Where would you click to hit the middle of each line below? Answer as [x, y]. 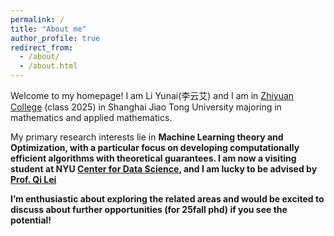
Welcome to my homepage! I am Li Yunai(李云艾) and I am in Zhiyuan [152, 95]
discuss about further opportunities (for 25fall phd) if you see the [149, 209]
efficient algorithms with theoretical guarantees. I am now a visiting [153, 158]
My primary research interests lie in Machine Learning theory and [147, 137]
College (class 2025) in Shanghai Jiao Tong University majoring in [146, 107]
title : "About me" [48, 29]
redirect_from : [42, 47]
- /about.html [48, 66]
